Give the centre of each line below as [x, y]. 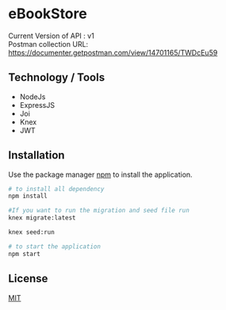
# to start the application [55, 247]
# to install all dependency [56, 189]
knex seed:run [32, 232]
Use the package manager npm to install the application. [100, 174]
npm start [25, 254]
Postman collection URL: [48, 44]
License [28, 279]
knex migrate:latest [42, 218]
